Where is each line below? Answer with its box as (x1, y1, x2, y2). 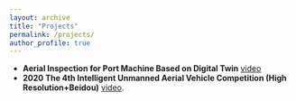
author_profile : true (9, 38, 91, 48)
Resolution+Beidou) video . (22, 82, 125, 93)
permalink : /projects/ (9, 30, 95, 39)
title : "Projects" (9, 22, 79, 31)
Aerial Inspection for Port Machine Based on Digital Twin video (22, 63, 262, 74)
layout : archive (9, 13, 70, 23)
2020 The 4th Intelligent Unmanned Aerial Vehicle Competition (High (22, 73, 287, 84)
